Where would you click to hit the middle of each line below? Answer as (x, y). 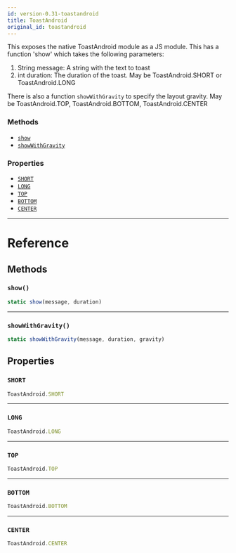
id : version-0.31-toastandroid (53, 14)
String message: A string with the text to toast (84, 68)
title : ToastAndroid (38, 20)
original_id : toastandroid (47, 27)
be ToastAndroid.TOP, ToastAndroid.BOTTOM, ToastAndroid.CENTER (108, 104)
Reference (38, 243)
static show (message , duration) (54, 302)
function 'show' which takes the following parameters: (86, 54)
